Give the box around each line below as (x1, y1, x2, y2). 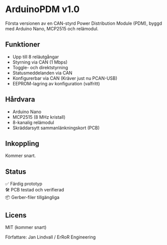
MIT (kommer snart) (5, 224, 47, 230)
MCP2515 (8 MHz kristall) (12, 114, 66, 120)
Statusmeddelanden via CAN (12, 70, 72, 76)
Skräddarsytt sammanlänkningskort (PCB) (12, 125, 100, 131)
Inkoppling (5, 139, 39, 148)
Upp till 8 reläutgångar (12, 54, 59, 60)
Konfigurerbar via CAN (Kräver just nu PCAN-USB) (12, 75, 118, 81)
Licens (5, 211, 27, 219)
